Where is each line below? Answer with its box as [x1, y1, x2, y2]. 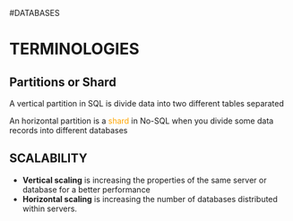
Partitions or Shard [9, 74, 116, 89]
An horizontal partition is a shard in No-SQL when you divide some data [9, 115, 274, 126]
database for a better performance [22, 183, 151, 195]
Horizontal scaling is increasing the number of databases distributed [22, 193, 278, 204]
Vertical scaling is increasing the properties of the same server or [22, 174, 267, 185]
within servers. [22, 203, 78, 214]
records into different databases [9, 125, 128, 135]
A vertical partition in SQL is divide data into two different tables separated [9, 98, 285, 108]
